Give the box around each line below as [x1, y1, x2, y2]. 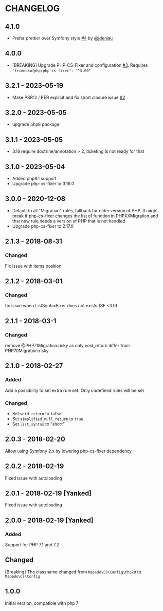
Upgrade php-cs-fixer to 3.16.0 [12, 181, 74, 186]
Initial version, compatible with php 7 [5, 600, 79, 606]
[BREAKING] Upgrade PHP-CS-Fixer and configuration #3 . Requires [12, 62, 148, 68]
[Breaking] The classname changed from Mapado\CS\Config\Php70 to [5, 569, 142, 574]
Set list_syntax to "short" [12, 421, 65, 426]
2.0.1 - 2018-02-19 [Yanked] [5, 489, 91, 497]
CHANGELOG [5, 3, 60, 14]
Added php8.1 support [12, 176, 57, 182]
